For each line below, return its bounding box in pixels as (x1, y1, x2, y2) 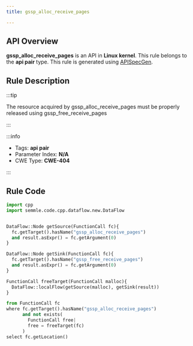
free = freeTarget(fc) (28, 323, 85, 329)
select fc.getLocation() (6, 333, 68, 340)
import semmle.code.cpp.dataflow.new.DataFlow (6, 207, 125, 213)
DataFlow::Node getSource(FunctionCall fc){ (6, 223, 119, 229)
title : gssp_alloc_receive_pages (6, 8, 90, 15)
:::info (6, 133, 20, 140)
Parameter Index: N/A (14, 151, 69, 158)
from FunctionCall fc (6, 301, 61, 306)
